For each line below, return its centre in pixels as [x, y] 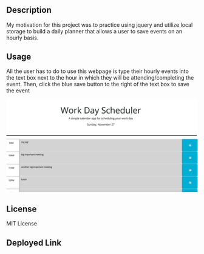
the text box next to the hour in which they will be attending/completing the [100, 78]
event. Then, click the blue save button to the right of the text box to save [98, 84]
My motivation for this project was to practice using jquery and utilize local [100, 25]
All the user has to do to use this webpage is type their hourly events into [98, 71]
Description [29, 10]
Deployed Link [34, 243]
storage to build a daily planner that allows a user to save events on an [94, 31]
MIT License [22, 224]
